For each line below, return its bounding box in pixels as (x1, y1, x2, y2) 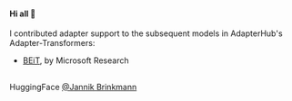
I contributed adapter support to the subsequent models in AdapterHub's (9, 28, 284, 39)
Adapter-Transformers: (9, 38, 96, 49)
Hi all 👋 (9, 8, 36, 19)
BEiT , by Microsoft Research (22, 55, 129, 66)
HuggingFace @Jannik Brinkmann (9, 81, 137, 92)
